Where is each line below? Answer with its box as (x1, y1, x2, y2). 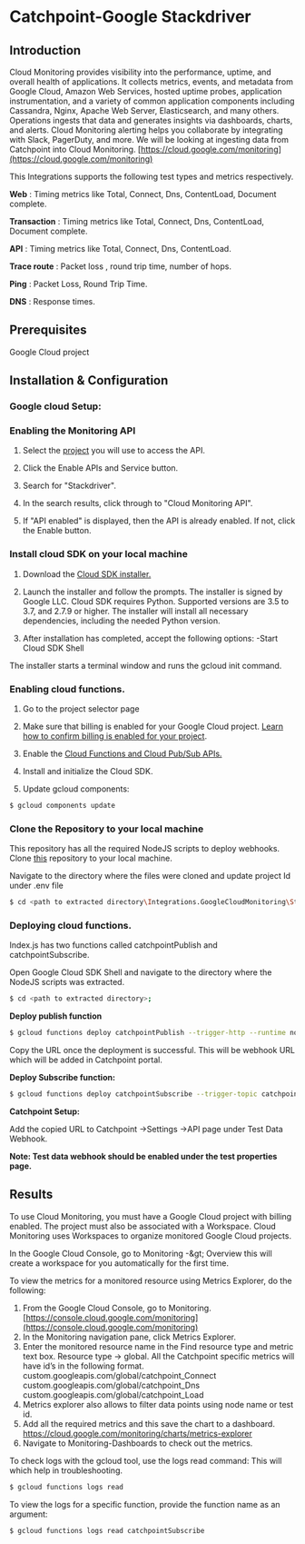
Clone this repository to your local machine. (9, 852, 172, 864)
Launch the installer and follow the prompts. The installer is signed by (22, 586, 283, 597)
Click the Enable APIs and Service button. (22, 463, 179, 473)
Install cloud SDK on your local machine (9, 548, 188, 561)
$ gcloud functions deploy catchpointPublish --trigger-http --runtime (9, 1029, 286, 1038)
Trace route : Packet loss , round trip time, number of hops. (9, 261, 231, 272)
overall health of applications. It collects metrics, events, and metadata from (9, 76, 293, 87)
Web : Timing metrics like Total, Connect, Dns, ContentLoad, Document (9, 189, 277, 199)
